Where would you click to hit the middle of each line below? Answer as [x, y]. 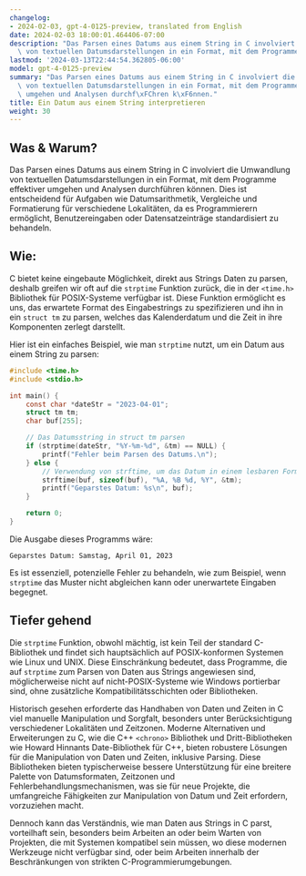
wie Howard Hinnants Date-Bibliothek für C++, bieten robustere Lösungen [148, 747]
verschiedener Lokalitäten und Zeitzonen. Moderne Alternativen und [138, 728]
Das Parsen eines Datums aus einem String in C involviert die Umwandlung [150, 170]
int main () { [34, 396]
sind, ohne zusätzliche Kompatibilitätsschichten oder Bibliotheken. [134, 691]
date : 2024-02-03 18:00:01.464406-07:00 [87, 35]
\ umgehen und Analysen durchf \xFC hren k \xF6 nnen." [118, 94]
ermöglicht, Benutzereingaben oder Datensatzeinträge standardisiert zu [144, 219]
